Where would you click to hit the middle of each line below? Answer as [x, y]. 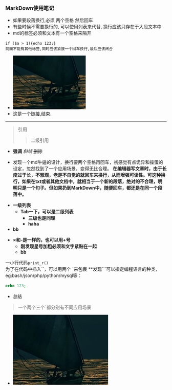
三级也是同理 [41, 218]
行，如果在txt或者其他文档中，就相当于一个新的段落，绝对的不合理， [85, 181]
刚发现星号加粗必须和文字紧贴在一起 [59, 246]
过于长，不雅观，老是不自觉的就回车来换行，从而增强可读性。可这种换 [91, 175]
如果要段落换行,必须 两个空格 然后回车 [53, 20]
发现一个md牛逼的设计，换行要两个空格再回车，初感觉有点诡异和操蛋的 [88, 162]
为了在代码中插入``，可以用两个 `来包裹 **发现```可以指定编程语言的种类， [83, 269]
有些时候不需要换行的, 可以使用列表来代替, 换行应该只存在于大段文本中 [87, 27]
